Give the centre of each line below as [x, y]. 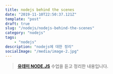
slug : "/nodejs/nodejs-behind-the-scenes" [50, 28]
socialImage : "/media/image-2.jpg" [42, 51]
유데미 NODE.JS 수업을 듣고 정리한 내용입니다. [63, 66]
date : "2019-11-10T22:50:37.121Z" [41, 14]
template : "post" [23, 19]
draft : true [17, 24]
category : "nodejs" [25, 33]
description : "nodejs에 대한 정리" [39, 47]
